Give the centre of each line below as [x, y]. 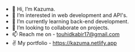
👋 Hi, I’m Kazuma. [33, 9]
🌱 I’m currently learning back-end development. [70, 21]
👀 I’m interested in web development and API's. [70, 15]
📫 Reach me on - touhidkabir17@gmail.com [66, 34]
